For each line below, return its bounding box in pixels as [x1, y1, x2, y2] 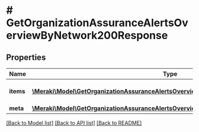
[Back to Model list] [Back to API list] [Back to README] [6, 120, 142, 126]
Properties [6, 52, 46, 62]
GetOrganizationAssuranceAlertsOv [6, 16, 188, 30]
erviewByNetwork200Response [6, 29, 168, 42]
